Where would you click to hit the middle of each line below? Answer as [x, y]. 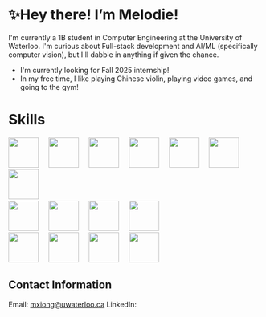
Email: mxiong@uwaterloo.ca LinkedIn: [72, 304]
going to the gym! [49, 87]
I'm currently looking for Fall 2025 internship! [94, 70]
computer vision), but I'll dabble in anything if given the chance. [114, 55]
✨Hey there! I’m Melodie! [94, 15]
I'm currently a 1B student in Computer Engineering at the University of [125, 37]
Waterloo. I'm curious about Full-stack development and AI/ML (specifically [133, 46]
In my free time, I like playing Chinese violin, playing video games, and [136, 79]
